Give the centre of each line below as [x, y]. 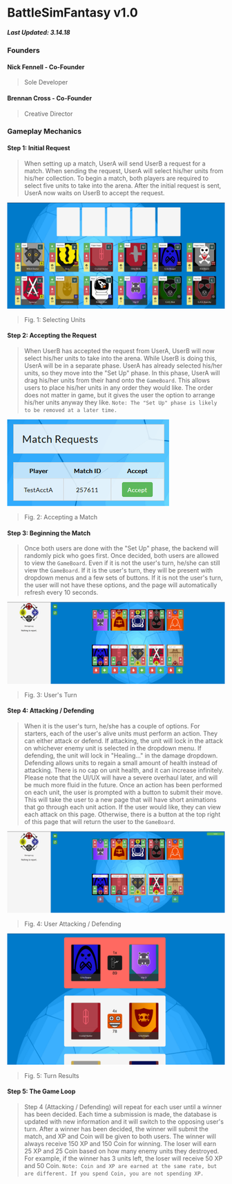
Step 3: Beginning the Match [49, 533]
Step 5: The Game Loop [41, 1091]
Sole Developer [46, 82]
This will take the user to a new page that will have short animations [120, 799]
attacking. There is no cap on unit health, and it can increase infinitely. [124, 770]
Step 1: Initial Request [39, 148]
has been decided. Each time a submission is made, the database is [120, 1114]
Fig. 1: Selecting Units [55, 319]
